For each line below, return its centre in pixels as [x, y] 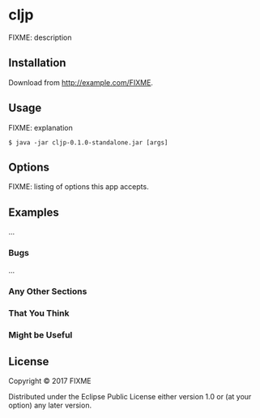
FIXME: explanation [40, 127]
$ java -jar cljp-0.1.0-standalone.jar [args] [88, 142]
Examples [34, 212]
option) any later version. [50, 405]
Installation [37, 63]
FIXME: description [40, 37]
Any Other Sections [48, 291]
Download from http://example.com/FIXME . [81, 82]
